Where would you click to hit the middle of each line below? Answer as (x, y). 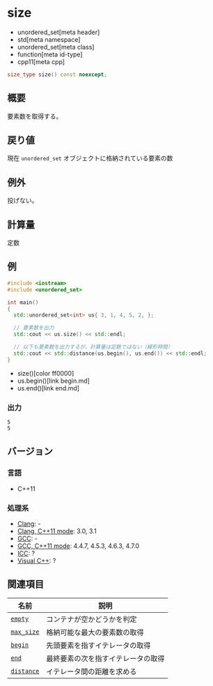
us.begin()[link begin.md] (54, 381)
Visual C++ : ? (37, 561)
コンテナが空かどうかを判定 (92, 619)
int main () (23, 302)
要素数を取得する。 (35, 116)
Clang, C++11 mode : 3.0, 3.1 (57, 531)
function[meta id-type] (50, 54)
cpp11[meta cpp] (41, 61)
